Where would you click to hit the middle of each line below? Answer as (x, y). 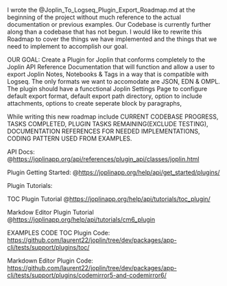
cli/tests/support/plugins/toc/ (48, 247)
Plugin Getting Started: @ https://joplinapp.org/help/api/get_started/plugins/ (114, 172)
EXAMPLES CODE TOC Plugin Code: (59, 233)
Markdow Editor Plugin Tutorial (50, 212)
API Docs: (21, 152)
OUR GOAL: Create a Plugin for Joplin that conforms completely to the (106, 60)
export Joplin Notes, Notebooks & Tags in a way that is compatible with (108, 74)
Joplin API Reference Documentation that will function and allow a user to (111, 67)
